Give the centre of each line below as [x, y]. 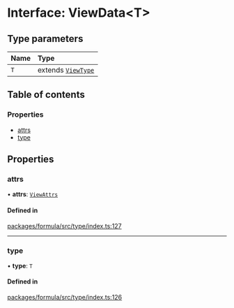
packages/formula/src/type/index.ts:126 [65, 298]
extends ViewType [66, 70]
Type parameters [45, 39]
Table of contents [46, 95]
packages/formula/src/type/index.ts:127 [64, 226]
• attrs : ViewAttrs [33, 194]
